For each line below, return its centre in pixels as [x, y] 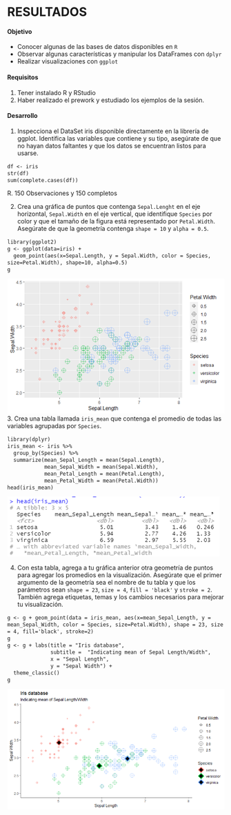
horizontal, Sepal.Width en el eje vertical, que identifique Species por [114, 214]
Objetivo [20, 31]
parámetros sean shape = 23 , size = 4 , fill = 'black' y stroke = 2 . [114, 590]
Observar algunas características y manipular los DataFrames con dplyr [119, 54]
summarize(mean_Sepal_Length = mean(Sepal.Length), [89, 460]
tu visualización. [40, 604]
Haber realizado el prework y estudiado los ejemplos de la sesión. [111, 100]
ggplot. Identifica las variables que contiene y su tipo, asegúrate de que [119, 138]
